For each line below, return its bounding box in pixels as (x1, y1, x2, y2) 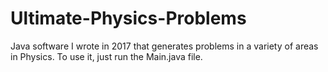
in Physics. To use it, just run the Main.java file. (10, 50, 203, 62)
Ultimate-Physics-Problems (10, 7, 247, 30)
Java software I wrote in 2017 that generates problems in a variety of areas (10, 40, 319, 52)
